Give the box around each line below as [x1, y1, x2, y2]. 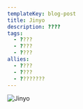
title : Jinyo [7, 17, 45, 24]
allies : [7, 56, 30, 63]
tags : [7, 29, 23, 37]
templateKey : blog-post [7, 10, 77, 17]
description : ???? [7, 23, 61, 30]
